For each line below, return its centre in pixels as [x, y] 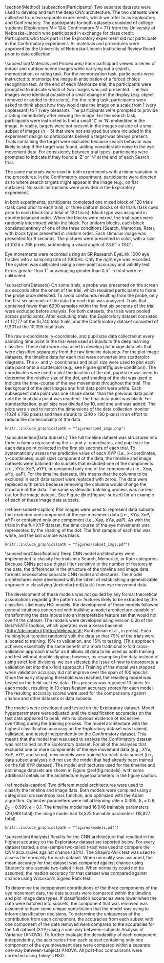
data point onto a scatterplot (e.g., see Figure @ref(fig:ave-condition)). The [81, 367]
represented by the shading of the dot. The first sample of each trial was [78, 530]
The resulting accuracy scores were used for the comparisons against [76, 693]
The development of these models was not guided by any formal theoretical [81, 594]
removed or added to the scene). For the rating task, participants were [76, 100]
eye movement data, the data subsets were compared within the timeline [78, 893]
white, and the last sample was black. [43, 535]
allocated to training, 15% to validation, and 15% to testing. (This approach [80, 641]
